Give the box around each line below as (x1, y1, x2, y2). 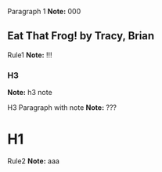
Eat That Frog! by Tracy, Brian (7, 29, 155, 42)
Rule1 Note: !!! (7, 50, 52, 60)
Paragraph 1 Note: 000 (7, 7, 81, 16)
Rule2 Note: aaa (7, 156, 60, 166)
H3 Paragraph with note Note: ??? (7, 103, 117, 112)
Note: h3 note (7, 88, 52, 97)
